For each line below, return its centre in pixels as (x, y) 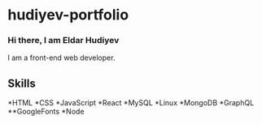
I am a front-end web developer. (61, 58)
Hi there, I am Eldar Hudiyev (63, 41)
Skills (22, 83)
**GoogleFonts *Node (46, 112)
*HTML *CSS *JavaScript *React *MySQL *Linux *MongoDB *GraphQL (131, 103)
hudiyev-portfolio (68, 15)
